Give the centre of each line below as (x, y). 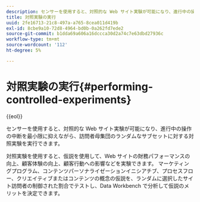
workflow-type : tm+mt (33, 39)
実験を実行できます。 (37, 143)
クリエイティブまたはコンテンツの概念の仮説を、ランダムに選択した (100, 178)
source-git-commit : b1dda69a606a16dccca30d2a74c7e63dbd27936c (85, 34)
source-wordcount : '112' (37, 45)
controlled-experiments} (69, 100)
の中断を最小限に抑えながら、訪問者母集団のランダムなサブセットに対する (97, 136)
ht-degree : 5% (24, 50)
